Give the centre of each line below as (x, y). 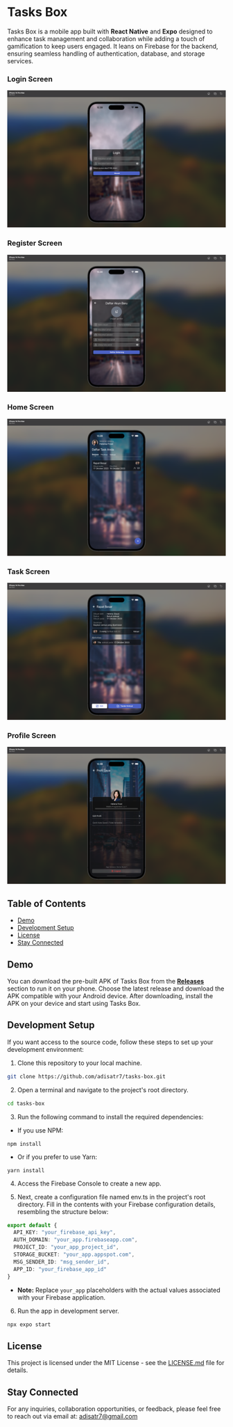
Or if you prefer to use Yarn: (57, 1157)
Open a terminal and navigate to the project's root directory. (103, 1089)
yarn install (26, 1170)
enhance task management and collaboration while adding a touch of (106, 38)
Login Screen (30, 79)
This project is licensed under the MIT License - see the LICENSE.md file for (116, 1363)
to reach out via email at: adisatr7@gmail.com (72, 1417)
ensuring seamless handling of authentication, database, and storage (106, 54)
